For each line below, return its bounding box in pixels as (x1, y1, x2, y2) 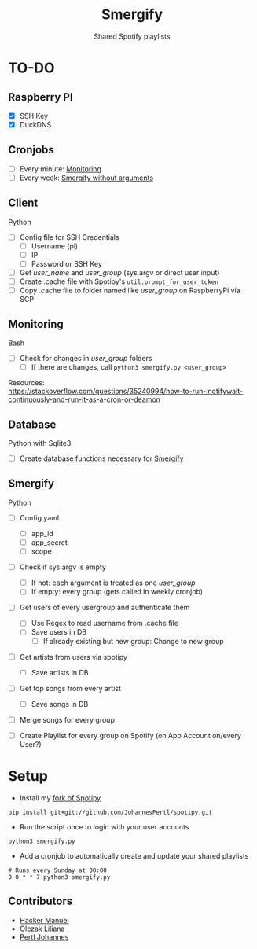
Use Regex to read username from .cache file (31, 619, 179, 628)
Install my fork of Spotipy (19, 793, 101, 803)
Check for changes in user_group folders (19, 354, 152, 363)
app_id (31, 528, 53, 538)
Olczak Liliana (19, 924, 65, 933)
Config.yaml (19, 513, 60, 522)
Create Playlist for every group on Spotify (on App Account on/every (19, 730, 242, 740)
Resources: (8, 378, 45, 388)
